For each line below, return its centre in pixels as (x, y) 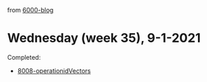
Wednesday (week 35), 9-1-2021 (104, 38)
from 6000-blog (30, 10)
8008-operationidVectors (54, 71)
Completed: (24, 57)
